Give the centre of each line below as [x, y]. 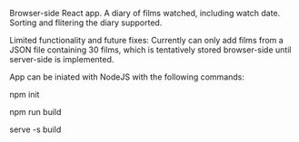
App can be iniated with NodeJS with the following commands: [127, 77]
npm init [25, 95]
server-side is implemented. [62, 59]
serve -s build [35, 129]
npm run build [35, 112]
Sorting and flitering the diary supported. [86, 23]
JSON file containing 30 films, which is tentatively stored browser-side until [150, 50]
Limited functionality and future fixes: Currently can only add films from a [146, 40]
